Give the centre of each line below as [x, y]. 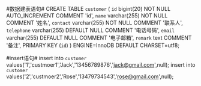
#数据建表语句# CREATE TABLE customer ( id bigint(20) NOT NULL [88, 9]
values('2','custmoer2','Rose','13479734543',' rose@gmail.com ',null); [90, 76]
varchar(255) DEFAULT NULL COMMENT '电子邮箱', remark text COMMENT [99, 38]
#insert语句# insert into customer [46, 58]
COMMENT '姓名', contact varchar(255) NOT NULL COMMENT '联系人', [94, 23]
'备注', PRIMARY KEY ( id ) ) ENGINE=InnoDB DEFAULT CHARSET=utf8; [93, 45]
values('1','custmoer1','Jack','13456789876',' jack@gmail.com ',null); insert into [101, 65]
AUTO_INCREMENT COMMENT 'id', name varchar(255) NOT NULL [87, 16]
